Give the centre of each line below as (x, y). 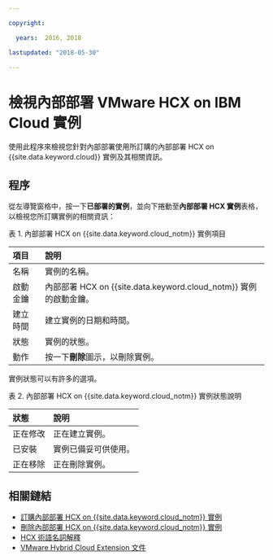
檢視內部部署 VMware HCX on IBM (125, 102)
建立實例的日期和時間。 (89, 321)
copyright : (27, 23)
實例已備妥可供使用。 (94, 449)
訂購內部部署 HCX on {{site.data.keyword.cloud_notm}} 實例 (121, 517)
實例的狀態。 (69, 342)
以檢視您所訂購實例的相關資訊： (62, 217)
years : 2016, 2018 (49, 37)
